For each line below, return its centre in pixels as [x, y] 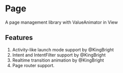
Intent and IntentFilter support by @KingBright [59, 55]
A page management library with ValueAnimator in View [61, 22]
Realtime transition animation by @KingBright [58, 60]
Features [19, 38]
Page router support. [33, 65]
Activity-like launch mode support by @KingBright [63, 49]
